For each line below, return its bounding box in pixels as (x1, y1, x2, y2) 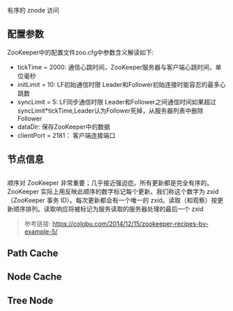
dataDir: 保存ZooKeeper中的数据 (17, 122, 111, 131)
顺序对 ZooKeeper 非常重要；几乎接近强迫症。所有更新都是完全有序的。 (7, 178, 214, 186)
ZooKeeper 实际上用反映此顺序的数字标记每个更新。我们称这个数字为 (7, 187, 205, 196)
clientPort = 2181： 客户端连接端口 (17, 131, 116, 139)
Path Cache (7, 247, 58, 259)
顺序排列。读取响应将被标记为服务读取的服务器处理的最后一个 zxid (13, 205, 204, 213)
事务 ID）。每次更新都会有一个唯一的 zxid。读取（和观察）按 (46, 196, 218, 204)
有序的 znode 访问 (7, 6, 60, 14)
